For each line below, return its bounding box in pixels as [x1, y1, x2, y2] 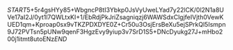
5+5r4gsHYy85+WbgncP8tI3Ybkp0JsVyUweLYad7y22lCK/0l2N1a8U [26, 6, 225, 14]
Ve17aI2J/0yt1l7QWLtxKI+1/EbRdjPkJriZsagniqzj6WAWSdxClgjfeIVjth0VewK [7, 13, 224, 21]
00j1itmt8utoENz [7, 35, 55, 43]
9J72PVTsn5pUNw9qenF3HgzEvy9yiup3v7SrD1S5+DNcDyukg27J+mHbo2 [7, 27, 223, 36]
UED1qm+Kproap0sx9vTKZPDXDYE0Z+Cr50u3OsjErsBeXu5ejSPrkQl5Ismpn [7, 21, 226, 28]
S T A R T [7, 6, 27, 14]
